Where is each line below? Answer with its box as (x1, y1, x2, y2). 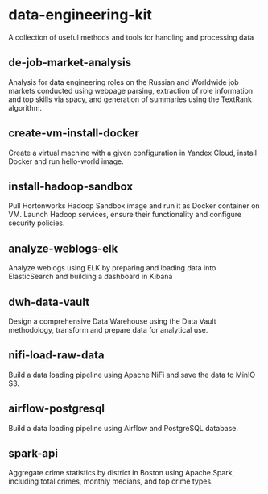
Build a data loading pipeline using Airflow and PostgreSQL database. (8, 423, 239, 433)
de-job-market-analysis (8, 56, 132, 69)
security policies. (8, 218, 66, 228)
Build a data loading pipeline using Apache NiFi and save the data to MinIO (8, 370, 256, 379)
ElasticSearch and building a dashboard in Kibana (8, 272, 173, 282)
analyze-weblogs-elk (8, 241, 118, 255)
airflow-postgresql (8, 402, 105, 416)
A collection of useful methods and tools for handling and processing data (8, 32, 254, 42)
